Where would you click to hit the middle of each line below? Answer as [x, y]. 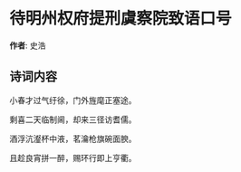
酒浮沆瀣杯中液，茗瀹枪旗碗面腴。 [73, 139]
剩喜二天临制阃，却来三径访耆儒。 [73, 119]
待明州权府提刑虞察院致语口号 [121, 19]
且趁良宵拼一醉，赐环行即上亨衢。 [73, 158]
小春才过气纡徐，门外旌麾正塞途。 [73, 100]
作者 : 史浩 [28, 45]
